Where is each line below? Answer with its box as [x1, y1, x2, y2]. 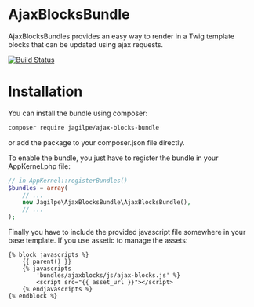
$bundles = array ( [8, 184, 68, 192]
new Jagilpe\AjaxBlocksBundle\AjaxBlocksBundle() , [22, 199, 191, 206]
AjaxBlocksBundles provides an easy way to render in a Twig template [8, 31, 235, 41]
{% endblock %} [8, 292, 58, 300]
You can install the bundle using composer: [8, 108, 147, 118]
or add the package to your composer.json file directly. [8, 137, 186, 147]
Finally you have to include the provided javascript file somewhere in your [8, 228, 246, 236]
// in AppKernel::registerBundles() [8, 177, 128, 185]
